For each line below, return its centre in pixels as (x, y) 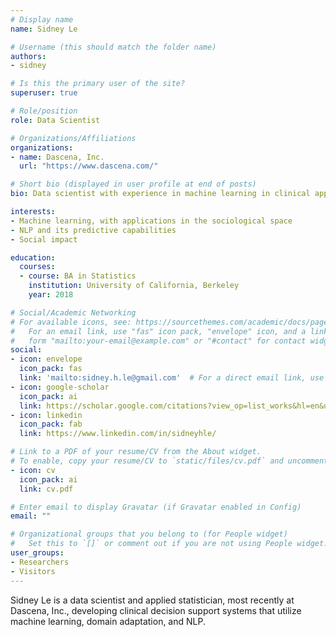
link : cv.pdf (46, 489)
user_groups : (37, 553)
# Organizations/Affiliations (73, 138)
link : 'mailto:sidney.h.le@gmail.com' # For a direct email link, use (172, 378)
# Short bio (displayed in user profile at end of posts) (133, 184)
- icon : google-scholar (60, 387)
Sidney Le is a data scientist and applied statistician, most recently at (152, 600)
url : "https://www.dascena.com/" (89, 166)
